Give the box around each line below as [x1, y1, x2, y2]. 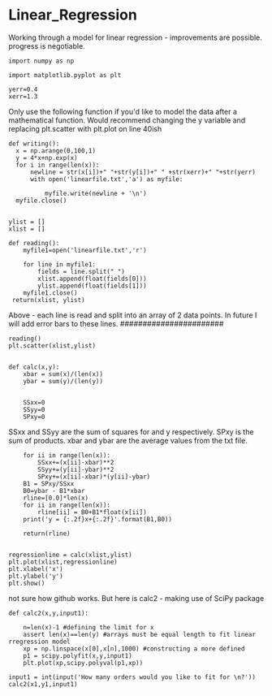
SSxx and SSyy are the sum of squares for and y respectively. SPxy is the [8, 426, 254, 436]
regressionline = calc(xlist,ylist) [8, 551, 132, 559]
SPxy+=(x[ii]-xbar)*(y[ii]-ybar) [37, 473, 151, 481]
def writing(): [8, 140, 60, 148]
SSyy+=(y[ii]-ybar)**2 [37, 465, 114, 473]
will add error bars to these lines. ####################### [8, 318, 224, 328]
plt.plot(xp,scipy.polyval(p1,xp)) [23, 659, 144, 667]
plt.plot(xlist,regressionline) [8, 558, 118, 566]
